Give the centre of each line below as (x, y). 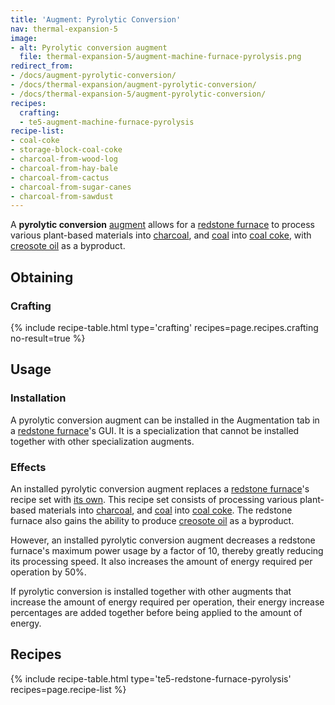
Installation (38, 398)
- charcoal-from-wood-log (64, 159)
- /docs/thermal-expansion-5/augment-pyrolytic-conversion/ (138, 94)
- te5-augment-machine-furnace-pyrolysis (107, 122)
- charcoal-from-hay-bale (64, 168)
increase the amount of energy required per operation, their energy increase (167, 602)
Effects (28, 467)
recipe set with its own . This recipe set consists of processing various (154, 499)
